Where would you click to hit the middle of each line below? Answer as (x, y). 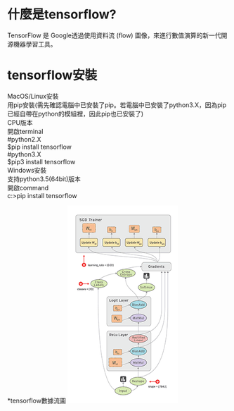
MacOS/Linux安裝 (33, 96)
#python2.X (24, 139)
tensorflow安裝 (52, 75)
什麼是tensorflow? (62, 14)
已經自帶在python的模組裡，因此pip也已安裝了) (76, 114)
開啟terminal (25, 131)
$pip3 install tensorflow (41, 161)
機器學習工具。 (35, 44)
